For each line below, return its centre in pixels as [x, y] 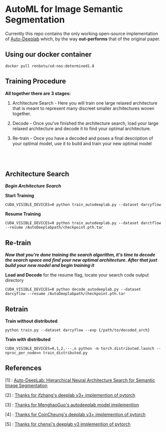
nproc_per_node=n [23, 353]
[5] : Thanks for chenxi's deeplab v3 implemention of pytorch [68, 424]
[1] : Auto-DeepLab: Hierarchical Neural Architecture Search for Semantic [80, 380]
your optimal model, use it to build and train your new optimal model [82, 144]
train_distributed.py [65, 353]
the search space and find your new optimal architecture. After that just [81, 260]
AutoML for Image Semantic [64, 9]
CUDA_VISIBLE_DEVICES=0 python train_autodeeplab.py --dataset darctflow [83, 223]
